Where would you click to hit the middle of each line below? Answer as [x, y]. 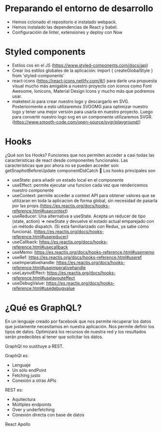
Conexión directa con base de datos [48, 415]
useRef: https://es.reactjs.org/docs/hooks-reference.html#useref [77, 257]
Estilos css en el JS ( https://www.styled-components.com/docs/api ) [80, 65]
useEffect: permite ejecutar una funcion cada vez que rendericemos [80, 185]
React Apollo [18, 424]
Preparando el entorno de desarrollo [79, 8]
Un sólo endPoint [29, 370]
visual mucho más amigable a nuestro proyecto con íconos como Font [82, 86]
